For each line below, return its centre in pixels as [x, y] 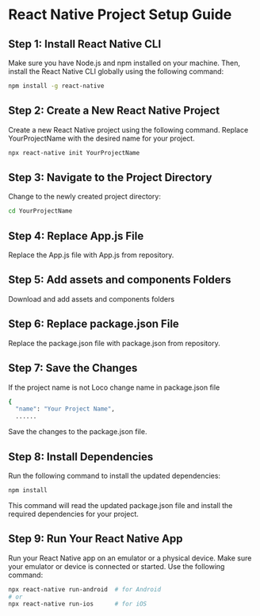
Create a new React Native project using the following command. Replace [128, 129]
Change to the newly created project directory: [84, 197]
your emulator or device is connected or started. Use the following [117, 566]
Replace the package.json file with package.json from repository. [114, 343]
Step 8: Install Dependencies [81, 457]
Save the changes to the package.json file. [78, 432]
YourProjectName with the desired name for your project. [102, 138]
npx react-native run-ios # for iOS [78, 604]
